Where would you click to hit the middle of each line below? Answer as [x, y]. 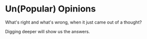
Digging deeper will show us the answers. [48, 31]
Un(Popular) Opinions [51, 9]
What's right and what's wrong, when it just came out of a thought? [73, 22]
